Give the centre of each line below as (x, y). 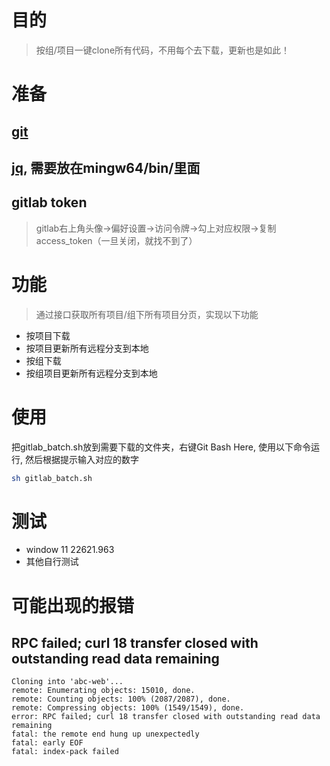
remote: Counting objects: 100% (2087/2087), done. (121, 699)
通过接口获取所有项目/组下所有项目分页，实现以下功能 (147, 314)
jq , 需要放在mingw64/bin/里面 (106, 167)
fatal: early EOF (47, 743)
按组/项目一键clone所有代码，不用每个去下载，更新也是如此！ (163, 50)
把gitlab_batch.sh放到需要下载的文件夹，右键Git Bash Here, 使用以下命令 (161, 447)
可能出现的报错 (73, 605)
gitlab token (49, 202)
